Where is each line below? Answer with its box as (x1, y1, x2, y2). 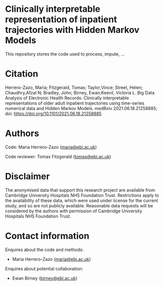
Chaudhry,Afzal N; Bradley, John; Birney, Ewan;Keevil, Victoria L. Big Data (5, 89, 155, 95)
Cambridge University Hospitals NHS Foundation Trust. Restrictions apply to (5, 192, 159, 198)
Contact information (5, 230, 89, 241)
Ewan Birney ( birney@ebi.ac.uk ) (12, 275, 78, 281)
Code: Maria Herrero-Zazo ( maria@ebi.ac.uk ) (5, 144, 97, 150)
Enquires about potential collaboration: (5, 265, 83, 271)
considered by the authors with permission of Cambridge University (5, 208, 142, 214)
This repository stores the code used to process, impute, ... (5, 51, 125, 57)
